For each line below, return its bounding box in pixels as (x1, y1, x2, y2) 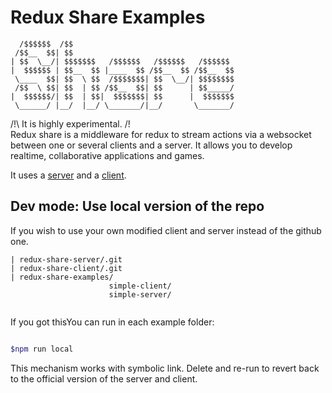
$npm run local (10, 344, 74, 354)
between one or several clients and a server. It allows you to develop (10, 139, 293, 151)
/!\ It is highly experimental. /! (10, 117, 131, 130)
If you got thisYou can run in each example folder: (10, 316, 215, 328)
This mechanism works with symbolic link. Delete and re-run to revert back (10, 362, 320, 374)
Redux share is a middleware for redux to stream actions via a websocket (10, 128, 312, 140)
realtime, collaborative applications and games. (10, 149, 205, 161)
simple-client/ (108, 281, 172, 291)
